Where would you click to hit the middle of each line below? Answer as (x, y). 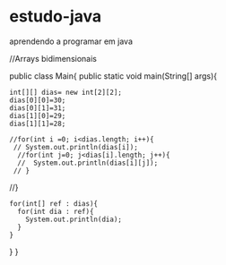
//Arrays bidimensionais (53, 58)
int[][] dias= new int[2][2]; (66, 92)
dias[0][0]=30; (38, 100)
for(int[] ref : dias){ (54, 203)
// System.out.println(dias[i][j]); (88, 163)
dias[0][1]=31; (38, 108)
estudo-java (56, 17)
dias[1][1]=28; (38, 124)
